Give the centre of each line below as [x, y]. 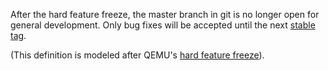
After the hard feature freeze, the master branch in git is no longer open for [165, 14]
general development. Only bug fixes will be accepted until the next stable [163, 25]
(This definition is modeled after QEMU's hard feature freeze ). [137, 55]
